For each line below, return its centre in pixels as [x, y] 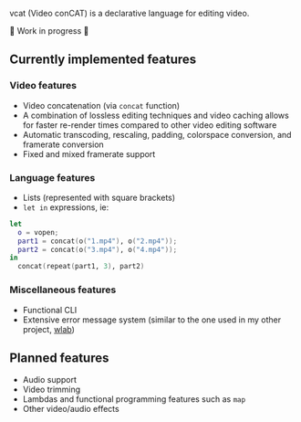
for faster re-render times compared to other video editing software [150, 125]
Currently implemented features [103, 60]
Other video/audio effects [71, 409]
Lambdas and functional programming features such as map [134, 399]
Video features [43, 86]
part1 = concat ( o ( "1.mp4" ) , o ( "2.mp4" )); [98, 241]
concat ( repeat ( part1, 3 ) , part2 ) [81, 267]
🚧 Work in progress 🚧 [49, 31]
